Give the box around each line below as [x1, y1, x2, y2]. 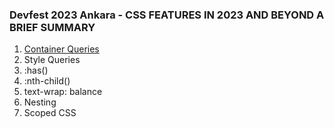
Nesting [23, 96, 57, 108]
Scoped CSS [23, 107, 77, 119]
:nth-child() [23, 75, 71, 87]
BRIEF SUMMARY [9, 20, 96, 34]
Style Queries [23, 54, 81, 66]
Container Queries [23, 43, 100, 55]
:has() [23, 64, 49, 77]
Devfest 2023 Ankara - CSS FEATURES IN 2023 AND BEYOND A [9, 8, 325, 22]
